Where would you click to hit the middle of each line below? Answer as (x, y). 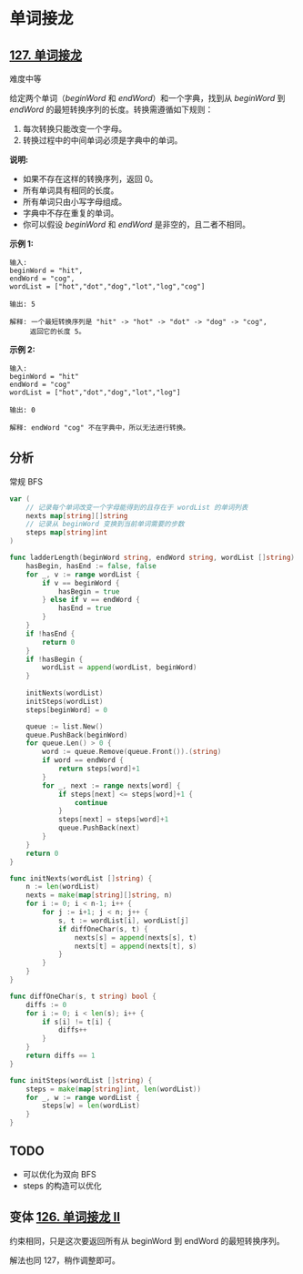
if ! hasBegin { (55, 659)
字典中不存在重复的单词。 (71, 213)
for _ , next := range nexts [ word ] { (111, 785)
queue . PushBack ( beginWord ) (77, 735)
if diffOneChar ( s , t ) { (103, 929)
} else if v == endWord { (91, 600)
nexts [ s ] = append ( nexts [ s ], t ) (136, 938)
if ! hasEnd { (50, 634)
